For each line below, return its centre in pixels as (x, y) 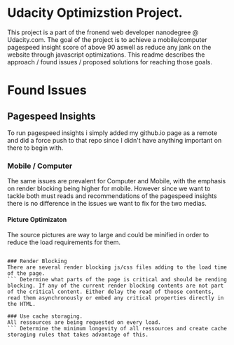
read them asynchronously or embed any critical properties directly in (116, 298)
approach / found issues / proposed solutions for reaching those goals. (110, 62)
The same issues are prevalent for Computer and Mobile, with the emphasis (117, 181)
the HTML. (22, 304)
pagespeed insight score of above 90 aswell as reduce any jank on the (109, 47)
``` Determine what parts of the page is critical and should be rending (117, 280)
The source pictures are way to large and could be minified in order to (108, 235)
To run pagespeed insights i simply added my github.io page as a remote (112, 133)
